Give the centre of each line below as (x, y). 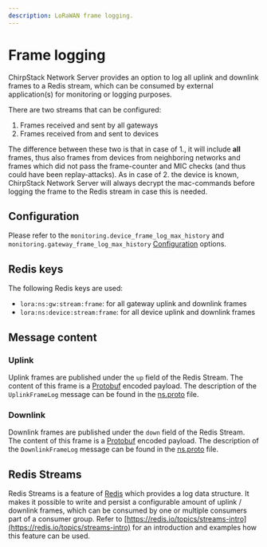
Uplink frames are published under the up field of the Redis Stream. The (126, 377)
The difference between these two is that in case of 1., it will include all (125, 149)
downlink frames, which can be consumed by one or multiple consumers (128, 510)
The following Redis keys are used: (66, 289)
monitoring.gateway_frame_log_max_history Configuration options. (118, 244)
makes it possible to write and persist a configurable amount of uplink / (125, 502)
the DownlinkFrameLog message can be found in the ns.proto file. (114, 449)
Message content (53, 337)
